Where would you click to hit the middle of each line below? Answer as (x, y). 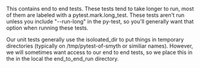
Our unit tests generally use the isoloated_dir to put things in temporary (95, 39)
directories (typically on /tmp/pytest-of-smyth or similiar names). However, (100, 46)
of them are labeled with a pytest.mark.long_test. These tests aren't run (95, 15)
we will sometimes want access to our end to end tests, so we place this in (99, 52)
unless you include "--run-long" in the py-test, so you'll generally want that (100, 21)
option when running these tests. (48, 28)
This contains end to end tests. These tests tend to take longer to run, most (100, 9)
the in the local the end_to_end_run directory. (63, 59)
